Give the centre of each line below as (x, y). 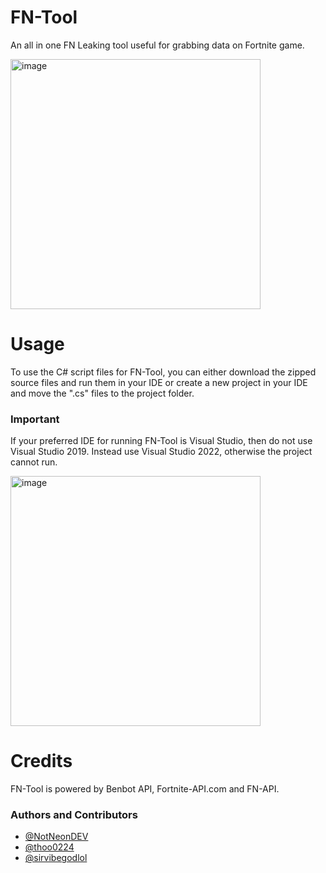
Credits (41, 761)
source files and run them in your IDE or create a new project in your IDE (159, 382)
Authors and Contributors (74, 815)
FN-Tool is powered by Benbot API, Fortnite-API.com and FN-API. (145, 789)
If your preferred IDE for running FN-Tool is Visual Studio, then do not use (161, 441)
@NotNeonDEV (56, 837)
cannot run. (34, 462)
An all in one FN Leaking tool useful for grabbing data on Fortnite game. (157, 45)
